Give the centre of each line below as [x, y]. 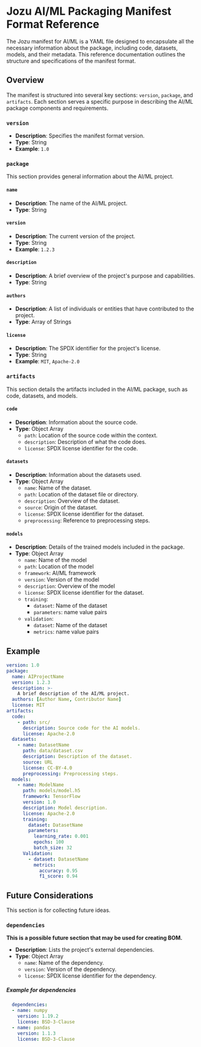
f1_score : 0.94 [58, 876]
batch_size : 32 [53, 848]
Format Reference [53, 24]
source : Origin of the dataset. [61, 508]
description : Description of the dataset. [77, 757]
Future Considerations [50, 895]
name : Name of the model [56, 560]
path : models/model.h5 [51, 791]
